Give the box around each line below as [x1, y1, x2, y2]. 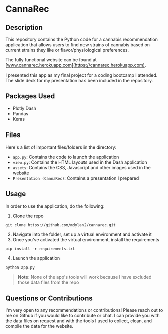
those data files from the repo [17, 279, 79, 285]
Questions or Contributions [5, 294, 93, 302]
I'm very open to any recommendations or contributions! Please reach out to [5, 307, 163, 313]
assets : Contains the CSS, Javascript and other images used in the [12, 164, 151, 170]
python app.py [5, 265, 35, 270]
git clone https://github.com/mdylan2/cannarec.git [5, 223, 116, 228]
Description [5, 23, 43, 32]
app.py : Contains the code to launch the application [12, 154, 119, 160]
